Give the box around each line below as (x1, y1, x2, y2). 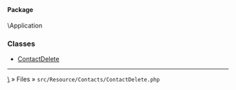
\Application (7, 21, 43, 30)
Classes (7, 39, 36, 49)
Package (7, 6, 34, 14)
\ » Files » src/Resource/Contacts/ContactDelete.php (7, 75, 160, 84)
